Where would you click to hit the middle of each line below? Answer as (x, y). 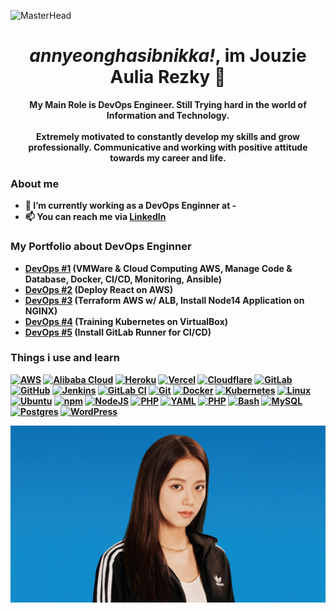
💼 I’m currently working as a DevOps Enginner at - (130, 206)
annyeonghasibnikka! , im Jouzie (168, 56)
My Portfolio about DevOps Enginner (101, 247)
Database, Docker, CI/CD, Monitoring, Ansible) (123, 279)
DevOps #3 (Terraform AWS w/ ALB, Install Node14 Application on (164, 300)
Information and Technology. (168, 115)
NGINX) (41, 311)
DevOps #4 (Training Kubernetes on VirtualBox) (126, 321)
